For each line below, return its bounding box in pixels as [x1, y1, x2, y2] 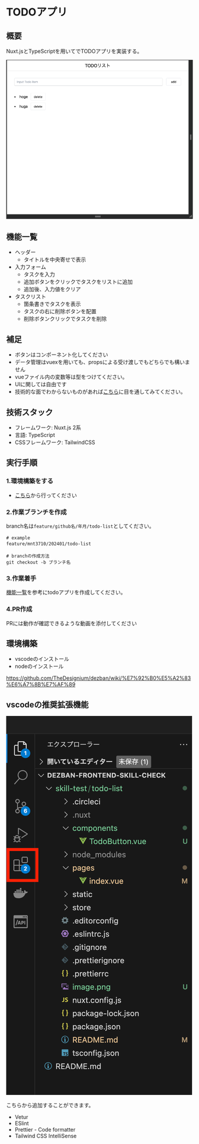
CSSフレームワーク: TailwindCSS [14, 439, 96, 446]
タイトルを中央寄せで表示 [23, 256, 86, 263]
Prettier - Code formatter [14, 1126, 76, 1133]
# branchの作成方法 [6, 553, 50, 560]
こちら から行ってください [14, 491, 77, 499]
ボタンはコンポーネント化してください [14, 351, 108, 358]
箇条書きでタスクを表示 [23, 300, 81, 308]
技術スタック [6, 407, 53, 417]
